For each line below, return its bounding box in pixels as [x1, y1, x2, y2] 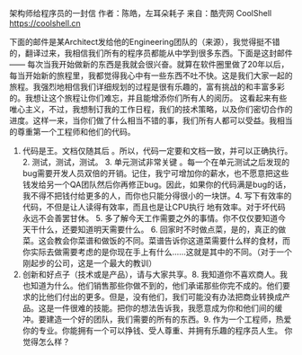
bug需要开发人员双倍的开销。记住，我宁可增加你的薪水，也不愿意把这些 [22, 168, 289, 178]
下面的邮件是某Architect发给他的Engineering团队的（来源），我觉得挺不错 [9, 37, 280, 47]
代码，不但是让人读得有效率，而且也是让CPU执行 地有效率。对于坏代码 [22, 201, 286, 212]
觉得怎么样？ [22, 336, 70, 347]
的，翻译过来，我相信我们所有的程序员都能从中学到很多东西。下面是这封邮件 [9, 48, 293, 58]
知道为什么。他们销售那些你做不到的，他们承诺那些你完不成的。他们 [30, 280, 283, 290]
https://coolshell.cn [9, 18, 81, 29]
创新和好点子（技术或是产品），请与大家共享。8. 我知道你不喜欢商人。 [22, 269, 280, 280]
